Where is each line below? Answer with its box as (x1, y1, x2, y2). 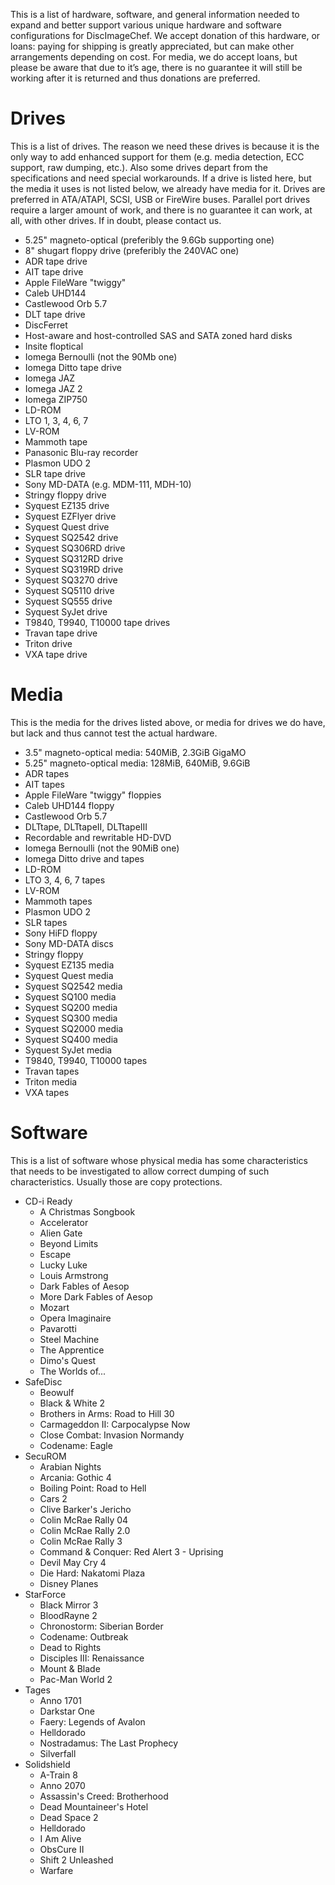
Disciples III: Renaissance (39, 1652, 145, 1664)
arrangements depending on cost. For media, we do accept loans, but (10, 51, 298, 63)
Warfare (39, 1864, 74, 1876)
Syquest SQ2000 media (24, 1022, 124, 1034)
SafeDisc (24, 1375, 63, 1388)
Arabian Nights (39, 1460, 102, 1473)
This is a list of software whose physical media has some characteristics (10, 1154, 308, 1166)
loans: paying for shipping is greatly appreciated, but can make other (10, 40, 295, 52)
